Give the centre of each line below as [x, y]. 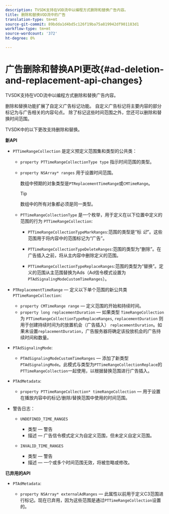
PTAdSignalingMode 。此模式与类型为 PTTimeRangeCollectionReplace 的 [91, 364]
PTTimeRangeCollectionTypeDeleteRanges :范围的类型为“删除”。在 [94, 249]
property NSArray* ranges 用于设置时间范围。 [68, 173]
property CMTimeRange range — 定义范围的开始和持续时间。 [82, 305]
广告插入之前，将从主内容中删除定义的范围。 [74, 255]
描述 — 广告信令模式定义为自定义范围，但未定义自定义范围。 [91, 435]
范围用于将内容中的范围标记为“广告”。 [67, 238]
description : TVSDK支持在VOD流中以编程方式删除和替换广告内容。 [67, 10]
